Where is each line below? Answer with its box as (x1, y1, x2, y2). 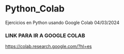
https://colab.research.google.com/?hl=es (5, 43, 92, 49)
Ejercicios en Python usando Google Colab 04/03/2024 (5, 19, 119, 25)
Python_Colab (5, 3, 65, 14)
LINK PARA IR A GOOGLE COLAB (5, 32, 85, 39)
